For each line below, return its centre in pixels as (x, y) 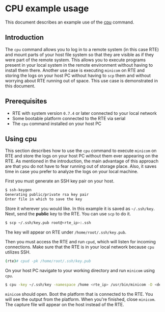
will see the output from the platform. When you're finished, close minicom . (80, 299)
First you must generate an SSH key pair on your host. (60, 181)
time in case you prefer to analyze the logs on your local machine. (72, 172)
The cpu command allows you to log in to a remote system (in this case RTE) (82, 49)
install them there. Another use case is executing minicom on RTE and (75, 70)
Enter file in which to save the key (44, 199)
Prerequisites (26, 101)
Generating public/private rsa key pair (47, 195)
